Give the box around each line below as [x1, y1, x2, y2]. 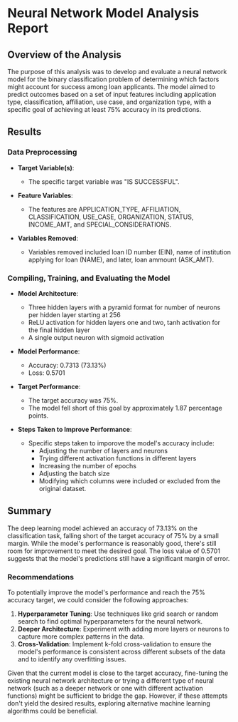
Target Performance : [17, 382, 81, 391]
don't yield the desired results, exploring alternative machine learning [7, 699, 211, 708]
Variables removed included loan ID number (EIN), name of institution [28, 247, 231, 256]
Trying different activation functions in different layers [38, 454, 197, 463]
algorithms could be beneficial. [7, 707, 98, 716]
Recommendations [7, 572, 75, 582]
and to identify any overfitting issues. [17, 655, 126, 664]
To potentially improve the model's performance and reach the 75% [7, 588, 206, 597]
